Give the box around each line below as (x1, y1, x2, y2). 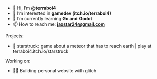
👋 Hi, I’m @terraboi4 (12, 5, 56, 11)
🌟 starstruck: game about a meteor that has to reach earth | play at (12, 43, 152, 49)
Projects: (5, 33, 24, 39)
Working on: (5, 58, 31, 64)
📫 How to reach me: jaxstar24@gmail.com (12, 21, 105, 27)
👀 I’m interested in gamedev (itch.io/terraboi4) (12, 10, 111, 16)
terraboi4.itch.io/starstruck (12, 48, 69, 54)
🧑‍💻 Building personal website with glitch (12, 68, 97, 73)
